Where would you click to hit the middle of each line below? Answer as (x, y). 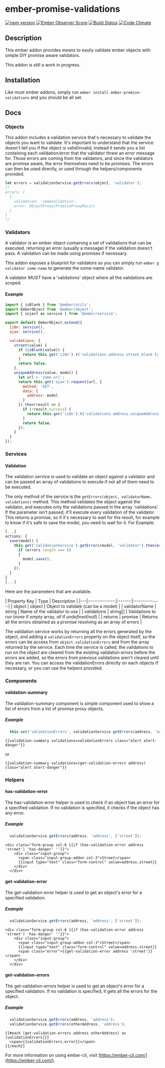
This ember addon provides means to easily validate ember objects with (78, 50)
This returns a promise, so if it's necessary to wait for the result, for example (82, 518)
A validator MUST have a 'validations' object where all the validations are (79, 278)
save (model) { (24, 541)
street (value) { (31, 345)
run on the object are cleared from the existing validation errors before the (80, 652)
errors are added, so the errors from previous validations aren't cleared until (82, 657)
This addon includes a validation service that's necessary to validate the (78, 137)
